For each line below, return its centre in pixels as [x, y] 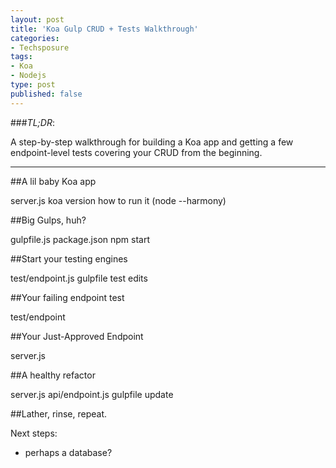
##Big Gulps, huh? [48, 220]
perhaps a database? [68, 452]
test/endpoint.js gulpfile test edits [79, 278]
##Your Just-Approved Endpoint [77, 336]
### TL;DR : [32, 122]
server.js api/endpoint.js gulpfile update [92, 394]
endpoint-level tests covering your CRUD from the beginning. [136, 152]
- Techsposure [40, 47]
